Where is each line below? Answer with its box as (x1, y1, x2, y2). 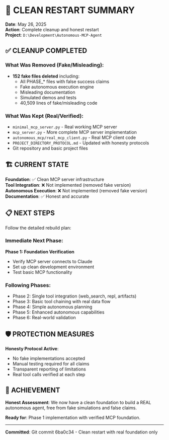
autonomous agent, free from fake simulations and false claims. (5, 405, 137, 411)
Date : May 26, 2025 (5, 21, 47, 27)
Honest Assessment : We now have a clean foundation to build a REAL (5, 399, 151, 405)
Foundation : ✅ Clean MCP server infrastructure (5, 176, 105, 182)
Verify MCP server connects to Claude (12, 258, 93, 264)
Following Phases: (5, 281, 51, 288)
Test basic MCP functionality (12, 269, 72, 275)
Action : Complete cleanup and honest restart (5, 26, 99, 32)
